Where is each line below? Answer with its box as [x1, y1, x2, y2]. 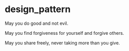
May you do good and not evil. [5, 20, 69, 26]
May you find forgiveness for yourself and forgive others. [5, 30, 124, 36]
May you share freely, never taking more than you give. [5, 39, 120, 46]
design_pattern [5, 4, 71, 15]
